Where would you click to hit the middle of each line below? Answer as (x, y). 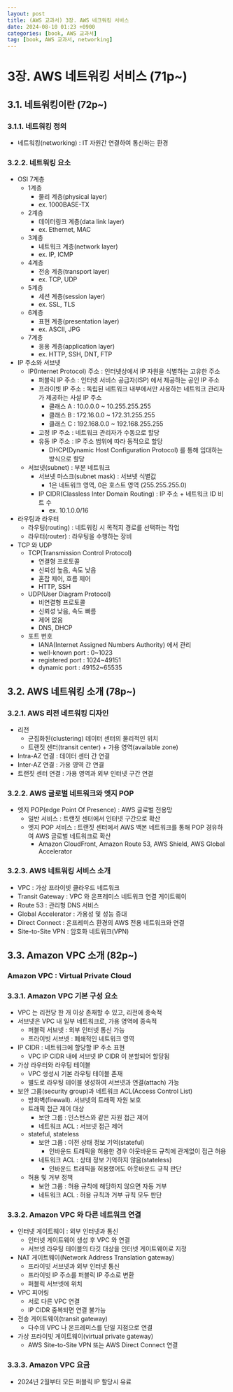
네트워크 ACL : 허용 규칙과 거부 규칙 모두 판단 (100, 1195)
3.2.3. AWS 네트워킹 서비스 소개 (59, 871)
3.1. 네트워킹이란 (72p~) (57, 105)
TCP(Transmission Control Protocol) (80, 553)
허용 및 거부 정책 (50, 1178)
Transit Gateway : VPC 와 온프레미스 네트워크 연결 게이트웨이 (102, 896)
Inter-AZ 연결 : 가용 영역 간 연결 (61, 765)
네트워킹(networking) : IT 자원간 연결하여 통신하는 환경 (93, 143)
